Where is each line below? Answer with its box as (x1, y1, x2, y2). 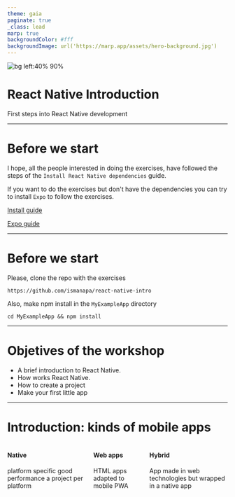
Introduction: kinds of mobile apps (7, 419, 211, 435)
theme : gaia (7, 10, 42, 17)
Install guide (7, 206, 43, 214)
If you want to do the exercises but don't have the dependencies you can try (7, 185, 227, 193)
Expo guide (7, 219, 40, 227)
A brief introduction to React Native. (17, 365, 121, 374)
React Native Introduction (7, 87, 159, 102)
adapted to (93, 474, 124, 482)
